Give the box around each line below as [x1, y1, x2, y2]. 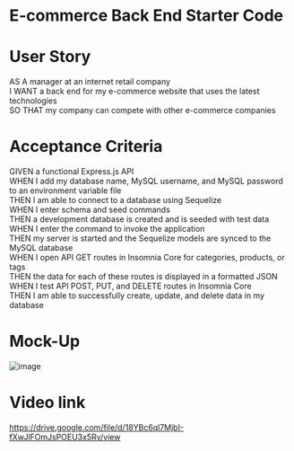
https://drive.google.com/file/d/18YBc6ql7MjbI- [9, 421, 185, 432]
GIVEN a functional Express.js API [9, 166, 134, 177]
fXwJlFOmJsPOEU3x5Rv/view [9, 431, 121, 442]
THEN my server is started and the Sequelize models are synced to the [9, 233, 272, 243]
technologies [9, 95, 57, 106]
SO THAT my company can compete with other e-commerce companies [9, 105, 276, 116]
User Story [9, 47, 91, 67]
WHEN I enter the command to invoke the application [9, 224, 205, 234]
